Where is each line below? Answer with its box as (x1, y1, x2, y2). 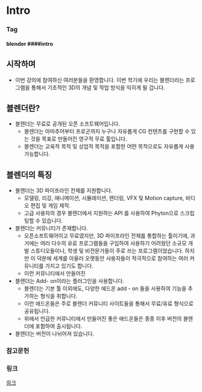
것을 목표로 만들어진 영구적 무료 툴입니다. (30, 135, 127, 142)
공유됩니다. (24, 308, 51, 315)
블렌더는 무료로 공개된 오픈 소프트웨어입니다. (14, 120, 121, 127)
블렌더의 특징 (6, 169, 52, 180)
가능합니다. (24, 150, 51, 157)
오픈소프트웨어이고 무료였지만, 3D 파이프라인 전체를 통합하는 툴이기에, (24, 232, 189, 239)
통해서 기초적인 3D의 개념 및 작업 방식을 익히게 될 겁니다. (31, 84, 165, 91)
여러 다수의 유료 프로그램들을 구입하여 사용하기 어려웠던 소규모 (40, 239, 187, 247)
